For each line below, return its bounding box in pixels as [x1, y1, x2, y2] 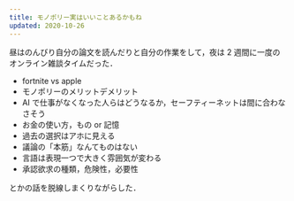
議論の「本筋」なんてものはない [21, 141, 139, 151]
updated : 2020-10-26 [9, 21, 86, 30]
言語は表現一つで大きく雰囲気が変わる [21, 152, 162, 163]
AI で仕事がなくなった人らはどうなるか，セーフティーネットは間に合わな [21, 97, 286, 107]
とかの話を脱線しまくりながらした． [9, 182, 141, 193]
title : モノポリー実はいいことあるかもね [9, 12, 143, 22]
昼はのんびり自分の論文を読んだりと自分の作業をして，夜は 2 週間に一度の [9, 46, 281, 58]
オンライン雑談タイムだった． [9, 58, 117, 68]
